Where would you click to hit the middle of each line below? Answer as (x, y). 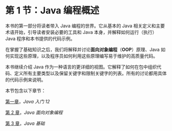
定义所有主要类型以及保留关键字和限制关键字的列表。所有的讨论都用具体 (90, 73)
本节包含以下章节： (26, 90)
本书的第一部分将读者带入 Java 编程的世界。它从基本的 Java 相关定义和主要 (85, 26)
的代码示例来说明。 (26, 80)
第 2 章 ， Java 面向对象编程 (34, 112)
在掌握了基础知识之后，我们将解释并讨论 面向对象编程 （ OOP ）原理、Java (82, 49)
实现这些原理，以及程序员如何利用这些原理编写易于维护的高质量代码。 (83, 56)
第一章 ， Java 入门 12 (28, 101)
